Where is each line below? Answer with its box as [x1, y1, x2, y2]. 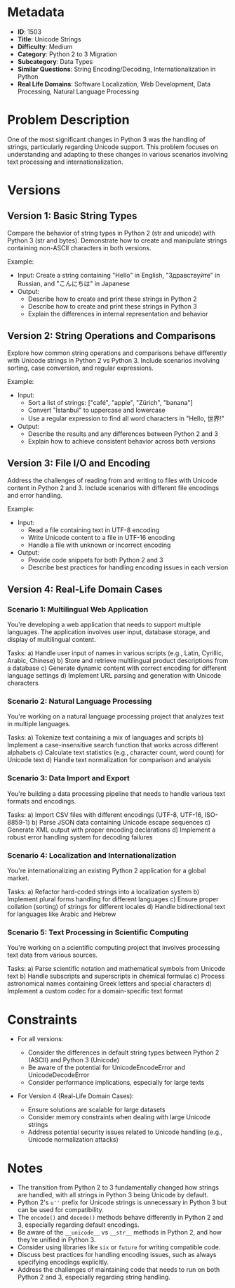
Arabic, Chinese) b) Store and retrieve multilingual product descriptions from [7, 657, 229, 665]
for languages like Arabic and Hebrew [7, 910, 116, 918]
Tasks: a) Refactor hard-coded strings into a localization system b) [7, 887, 200, 896]
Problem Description [7, 112, 130, 128]
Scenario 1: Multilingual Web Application [7, 604, 149, 614]
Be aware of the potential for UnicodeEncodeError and [27, 1063, 186, 1072]
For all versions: [17, 1035, 64, 1043]
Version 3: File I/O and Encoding [7, 458, 151, 470]
